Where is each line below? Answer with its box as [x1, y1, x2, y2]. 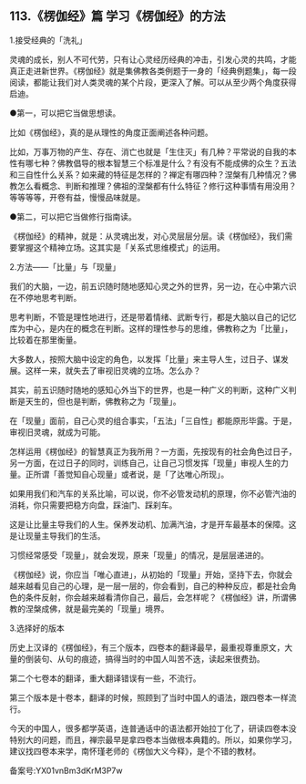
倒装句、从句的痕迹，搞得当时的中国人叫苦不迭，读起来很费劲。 [25, 653, 265, 664]
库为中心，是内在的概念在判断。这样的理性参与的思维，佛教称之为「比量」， [9, 323, 293, 334]
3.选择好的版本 [9, 623, 66, 634]
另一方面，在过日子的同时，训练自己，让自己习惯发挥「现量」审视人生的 [9, 457, 280, 468]
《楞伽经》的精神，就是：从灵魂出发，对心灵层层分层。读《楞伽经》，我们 [9, 231, 285, 242]
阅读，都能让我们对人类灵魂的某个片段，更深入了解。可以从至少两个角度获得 [9, 77, 297, 88]
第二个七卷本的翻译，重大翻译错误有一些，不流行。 [9, 673, 201, 684]
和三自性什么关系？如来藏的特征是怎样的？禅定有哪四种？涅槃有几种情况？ [9, 169, 289, 180]
